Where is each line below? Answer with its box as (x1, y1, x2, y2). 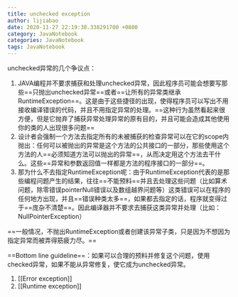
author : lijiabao (7, 17, 59, 24)
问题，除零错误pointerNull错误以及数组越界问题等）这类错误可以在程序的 (17, 185, 231, 194)
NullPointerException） (17, 212, 86, 220)
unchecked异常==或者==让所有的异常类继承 (50, 88, 181, 96)
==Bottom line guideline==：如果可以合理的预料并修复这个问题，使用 (7, 252, 210, 259)
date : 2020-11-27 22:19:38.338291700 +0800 (7, 23, 139, 31)
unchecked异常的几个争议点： (7, 64, 97, 72)
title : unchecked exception (7, 10, 91, 18)
